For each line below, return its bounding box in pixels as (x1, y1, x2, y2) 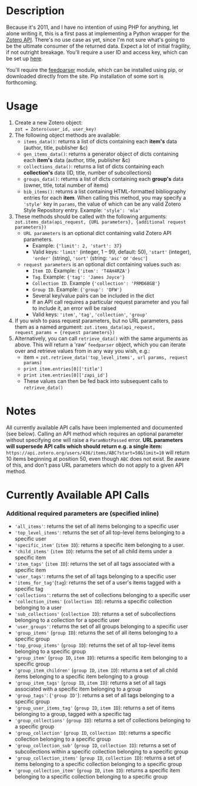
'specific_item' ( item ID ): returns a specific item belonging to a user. (14, 541, 185, 549)
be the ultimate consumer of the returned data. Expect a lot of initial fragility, (6, 42, 191, 49)
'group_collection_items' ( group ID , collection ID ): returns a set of (14, 754, 182, 761)
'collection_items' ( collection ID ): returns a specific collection (14, 598, 172, 605)
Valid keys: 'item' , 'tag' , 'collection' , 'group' (32, 311, 148, 318)
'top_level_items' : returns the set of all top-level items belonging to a (14, 529, 185, 536)
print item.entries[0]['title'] (23, 366, 103, 372)
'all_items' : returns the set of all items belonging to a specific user (14, 523, 179, 530)
